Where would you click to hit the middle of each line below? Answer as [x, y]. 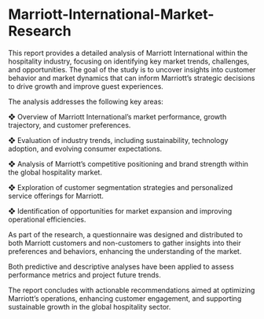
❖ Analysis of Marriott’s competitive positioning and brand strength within [128, 163]
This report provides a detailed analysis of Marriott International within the [128, 53]
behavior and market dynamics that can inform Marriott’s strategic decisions [132, 78]
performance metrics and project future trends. [84, 275]
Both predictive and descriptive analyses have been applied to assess [121, 266]
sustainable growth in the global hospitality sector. [90, 306]
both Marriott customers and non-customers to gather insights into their [125, 243]
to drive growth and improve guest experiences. [86, 86]
